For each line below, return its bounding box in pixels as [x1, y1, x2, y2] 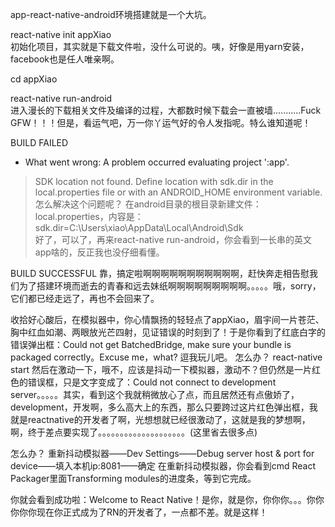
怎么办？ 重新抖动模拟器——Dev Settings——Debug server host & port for [10, 448, 315, 459]
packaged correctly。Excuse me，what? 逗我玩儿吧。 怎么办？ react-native [10, 351, 323, 363]
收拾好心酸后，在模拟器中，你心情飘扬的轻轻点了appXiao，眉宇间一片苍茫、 [10, 314, 325, 325]
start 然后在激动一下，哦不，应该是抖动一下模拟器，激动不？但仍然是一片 [10, 364, 312, 375]
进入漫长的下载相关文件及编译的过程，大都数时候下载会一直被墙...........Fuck [10, 104, 322, 116]
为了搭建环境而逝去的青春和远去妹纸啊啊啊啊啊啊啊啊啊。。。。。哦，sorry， [18, 280, 322, 292]
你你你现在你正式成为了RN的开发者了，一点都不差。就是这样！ [10, 506, 268, 518]
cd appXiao [10, 73, 58, 85]
